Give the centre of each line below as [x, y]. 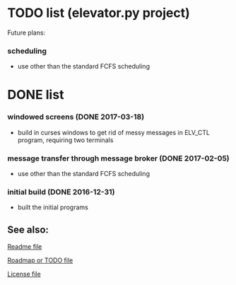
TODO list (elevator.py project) [99, 13]
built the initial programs [53, 207]
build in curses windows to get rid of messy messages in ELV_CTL [114, 132]
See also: [28, 229]
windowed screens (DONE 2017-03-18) [76, 117]
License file [24, 274]
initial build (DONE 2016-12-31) [61, 192]
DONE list [36, 95]
